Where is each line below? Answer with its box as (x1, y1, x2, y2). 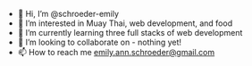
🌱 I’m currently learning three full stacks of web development (17, 28, 243, 37)
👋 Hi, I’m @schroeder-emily (17, 9, 119, 19)
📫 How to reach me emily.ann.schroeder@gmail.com (17, 47, 215, 57)
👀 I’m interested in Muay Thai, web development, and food (17, 18, 233, 29)
